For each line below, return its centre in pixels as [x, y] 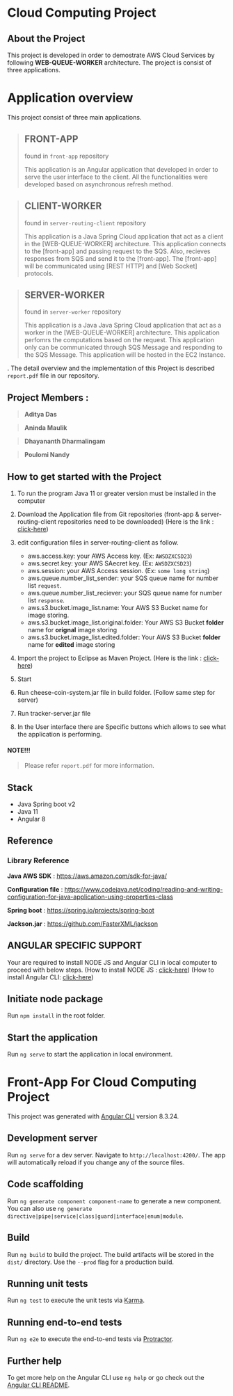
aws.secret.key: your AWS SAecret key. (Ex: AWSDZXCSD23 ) [110, 563]
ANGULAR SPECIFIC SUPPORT [75, 946]
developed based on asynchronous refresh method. [99, 184]
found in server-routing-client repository [85, 223]
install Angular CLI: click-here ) [50, 977]
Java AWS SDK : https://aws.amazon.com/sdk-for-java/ [87, 876]
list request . [45, 585]
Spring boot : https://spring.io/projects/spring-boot [81, 910]
